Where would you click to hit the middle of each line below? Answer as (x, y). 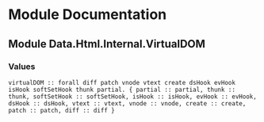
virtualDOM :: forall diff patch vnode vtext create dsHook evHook (122, 82)
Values (22, 67)
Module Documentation (88, 15)
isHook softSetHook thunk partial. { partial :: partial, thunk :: (122, 90)
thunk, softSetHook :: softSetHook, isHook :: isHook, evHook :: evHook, (133, 97)
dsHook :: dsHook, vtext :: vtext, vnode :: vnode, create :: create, (127, 103)
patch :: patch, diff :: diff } (61, 110)
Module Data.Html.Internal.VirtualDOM (107, 44)
